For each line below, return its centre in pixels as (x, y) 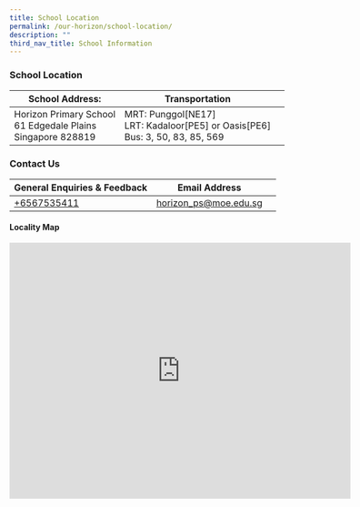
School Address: (65, 98)
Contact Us (35, 164)
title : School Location (55, 18)
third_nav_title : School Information (81, 43)
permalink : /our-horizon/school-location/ (91, 26)
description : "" (40, 35)
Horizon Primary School (65, 114)
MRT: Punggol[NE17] (170, 114)
